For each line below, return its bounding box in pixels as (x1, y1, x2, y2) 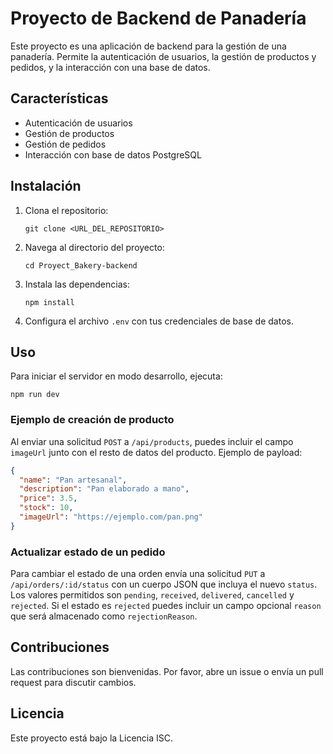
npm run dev (10, 390, 60, 400)
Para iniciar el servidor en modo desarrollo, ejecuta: (10, 370, 223, 382)
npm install (24, 297, 75, 307)
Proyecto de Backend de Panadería (10, 7, 307, 30)
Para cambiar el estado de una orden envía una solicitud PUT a (10, 568, 266, 580)
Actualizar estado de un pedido (10, 545, 166, 559)
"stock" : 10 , (19, 503, 74, 513)
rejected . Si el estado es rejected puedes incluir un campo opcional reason (10, 600, 322, 612)
